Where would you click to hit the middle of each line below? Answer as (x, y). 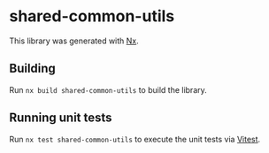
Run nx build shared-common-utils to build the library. (108, 89)
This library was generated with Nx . (74, 41)
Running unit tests (61, 118)
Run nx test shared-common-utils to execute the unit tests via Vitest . (135, 139)
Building (32, 69)
